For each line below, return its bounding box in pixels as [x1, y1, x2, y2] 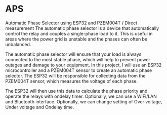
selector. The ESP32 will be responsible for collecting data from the [5, 72, 146, 79]
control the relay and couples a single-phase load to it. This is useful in [5, 30, 153, 36]
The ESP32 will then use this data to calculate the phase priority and [5, 88, 148, 94]
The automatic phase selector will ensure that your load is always [5, 51, 142, 57]
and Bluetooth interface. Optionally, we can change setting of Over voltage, [5, 98, 162, 104]
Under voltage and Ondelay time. [5, 104, 74, 110]
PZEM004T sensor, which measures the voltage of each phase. [5, 78, 138, 84]
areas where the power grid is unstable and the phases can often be [5, 36, 148, 42]
